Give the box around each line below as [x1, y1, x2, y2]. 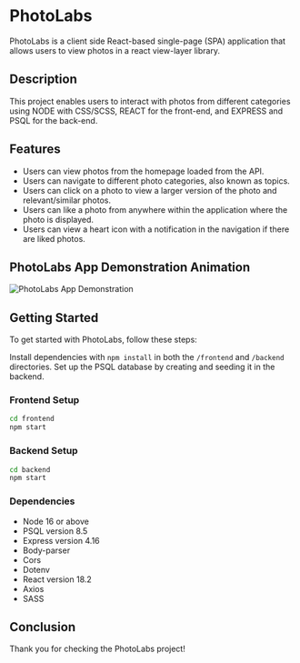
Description [9, 72, 77, 87]
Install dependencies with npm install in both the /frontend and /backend [9, 352, 285, 363]
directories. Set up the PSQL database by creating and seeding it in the [9, 361, 275, 373]
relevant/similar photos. [22, 195, 112, 206]
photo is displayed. [22, 214, 94, 225]
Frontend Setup [9, 394, 80, 407]
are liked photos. [22, 233, 86, 244]
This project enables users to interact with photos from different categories [9, 95, 291, 106]
